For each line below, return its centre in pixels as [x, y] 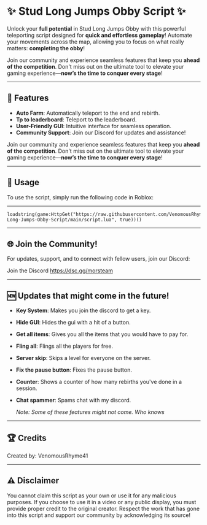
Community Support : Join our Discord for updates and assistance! [101, 132]
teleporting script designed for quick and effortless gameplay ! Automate [100, 35]
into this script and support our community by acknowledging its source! [99, 515]
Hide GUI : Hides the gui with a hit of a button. [73, 323]
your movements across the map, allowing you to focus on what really [96, 42]
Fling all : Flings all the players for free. [64, 346]
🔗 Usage [23, 182]
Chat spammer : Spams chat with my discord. [73, 400]
